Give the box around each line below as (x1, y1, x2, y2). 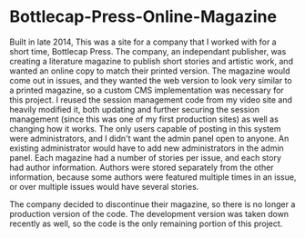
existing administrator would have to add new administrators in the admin (9, 143, 284, 154)
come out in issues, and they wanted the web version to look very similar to (9, 74, 293, 85)
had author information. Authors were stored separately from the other (9, 162, 275, 173)
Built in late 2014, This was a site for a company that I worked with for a (9, 36, 277, 47)
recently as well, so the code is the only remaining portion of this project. (9, 218, 283, 229)
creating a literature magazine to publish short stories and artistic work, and (9, 55, 294, 66)
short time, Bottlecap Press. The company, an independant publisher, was (9, 45, 287, 56)
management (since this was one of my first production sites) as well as (9, 114, 280, 124)
